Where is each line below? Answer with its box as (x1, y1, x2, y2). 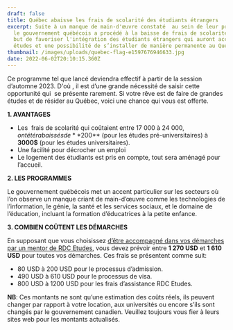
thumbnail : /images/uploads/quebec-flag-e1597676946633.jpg (7, 49, 185, 56)
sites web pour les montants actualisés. (7, 315, 120, 323)
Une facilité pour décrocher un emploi (17, 145, 126, 154)
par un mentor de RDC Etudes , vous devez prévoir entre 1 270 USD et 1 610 (7, 244, 222, 252)
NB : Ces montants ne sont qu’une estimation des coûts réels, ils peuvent (7, 292, 215, 301)
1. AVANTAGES (7, 110, 51, 118)
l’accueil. (17, 160, 43, 169)
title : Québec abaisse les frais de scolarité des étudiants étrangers (7, 17, 218, 24)
